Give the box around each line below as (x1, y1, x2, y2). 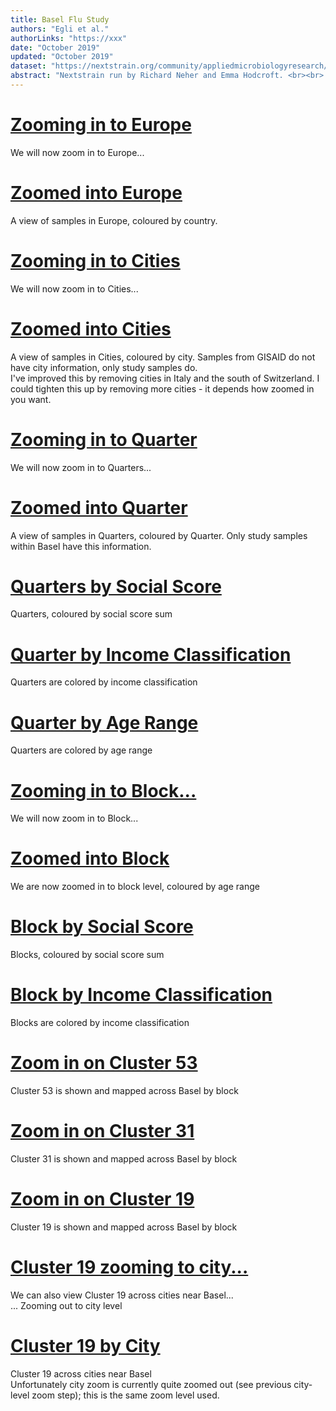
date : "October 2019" (10, 42, 101, 53)
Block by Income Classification (10, 984, 273, 1006)
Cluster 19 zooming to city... (10, 1256, 249, 1279)
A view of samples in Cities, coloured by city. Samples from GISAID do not (10, 351, 316, 363)
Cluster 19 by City (10, 1335, 161, 1357)
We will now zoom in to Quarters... (10, 461, 152, 473)
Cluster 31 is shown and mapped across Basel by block (10, 1152, 238, 1165)
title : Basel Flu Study (10, 14, 110, 25)
